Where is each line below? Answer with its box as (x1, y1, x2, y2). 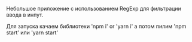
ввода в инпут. (6, 11, 44, 18)
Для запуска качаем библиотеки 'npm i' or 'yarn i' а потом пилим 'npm (6, 23, 187, 30)
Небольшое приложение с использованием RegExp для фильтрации (6, 5, 181, 12)
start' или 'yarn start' (6, 29, 59, 36)
